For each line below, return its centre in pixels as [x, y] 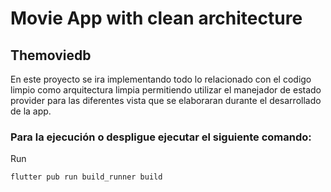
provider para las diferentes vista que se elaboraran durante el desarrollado [166, 100]
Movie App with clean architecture [156, 18]
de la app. [31, 111]
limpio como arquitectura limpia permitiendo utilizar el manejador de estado [166, 90]
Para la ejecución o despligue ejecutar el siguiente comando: [161, 137]
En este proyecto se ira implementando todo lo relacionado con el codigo [161, 79]
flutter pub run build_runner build [86, 177]
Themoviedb [51, 55]
